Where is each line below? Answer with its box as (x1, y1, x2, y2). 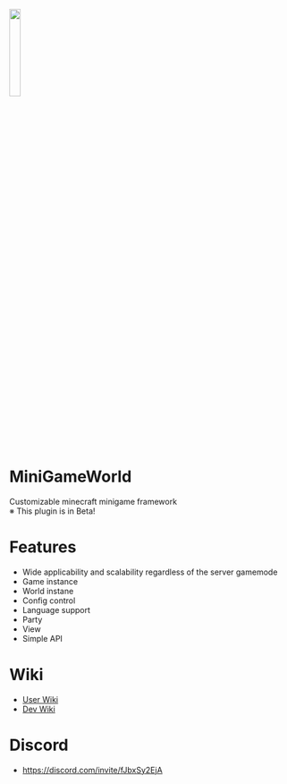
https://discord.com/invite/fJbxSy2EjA (21, 764, 163, 775)
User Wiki (21, 694, 59, 704)
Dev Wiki (21, 703, 55, 714)
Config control (21, 595, 76, 606)
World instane (21, 585, 74, 596)
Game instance (21, 575, 79, 586)
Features (9, 537, 77, 558)
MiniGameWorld (9, 466, 132, 487)
